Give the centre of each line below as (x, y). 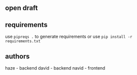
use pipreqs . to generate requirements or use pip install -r (69, 37)
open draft (21, 8)
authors (17, 56)
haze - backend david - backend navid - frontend (55, 68)
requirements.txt (23, 41)
